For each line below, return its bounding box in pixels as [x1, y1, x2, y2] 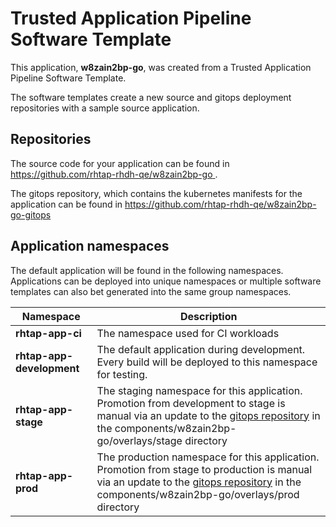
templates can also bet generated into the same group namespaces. [10, 285, 292, 297]
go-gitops [10, 208, 52, 221]
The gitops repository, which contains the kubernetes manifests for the [10, 187, 303, 199]
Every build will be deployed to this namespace [96, 355, 318, 369]
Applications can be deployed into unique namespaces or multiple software [10, 275, 322, 287]
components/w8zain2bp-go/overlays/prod [96, 487, 300, 501]
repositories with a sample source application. [10, 102, 200, 114]
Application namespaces [10, 238, 170, 255]
